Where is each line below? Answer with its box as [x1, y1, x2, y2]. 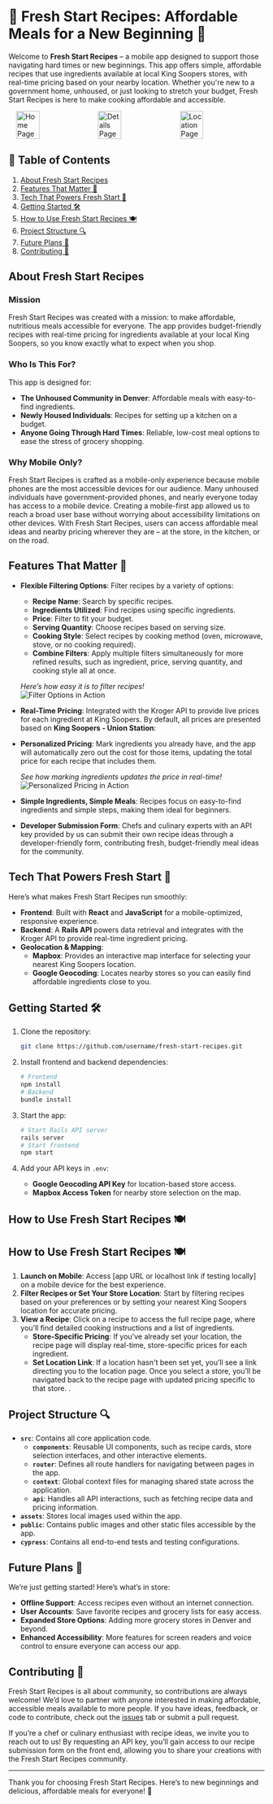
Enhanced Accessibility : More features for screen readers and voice [19, 1632, 252, 1642]
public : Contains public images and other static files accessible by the [19, 1520, 256, 1530]
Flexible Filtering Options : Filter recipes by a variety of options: [19, 581, 234, 590]
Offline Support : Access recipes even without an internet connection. [19, 1598, 254, 1608]
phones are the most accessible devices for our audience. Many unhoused [8, 484, 258, 494]
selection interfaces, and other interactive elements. [32, 1451, 207, 1461]
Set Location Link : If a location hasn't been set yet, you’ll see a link [32, 1357, 258, 1367]
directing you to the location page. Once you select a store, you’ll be [32, 1366, 262, 1375]
